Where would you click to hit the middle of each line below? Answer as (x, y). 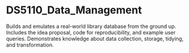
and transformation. (30, 45)
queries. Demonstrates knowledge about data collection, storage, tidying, (95, 38)
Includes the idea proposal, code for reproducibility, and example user (91, 32)
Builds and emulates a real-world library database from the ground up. (91, 26)
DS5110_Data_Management (74, 10)
